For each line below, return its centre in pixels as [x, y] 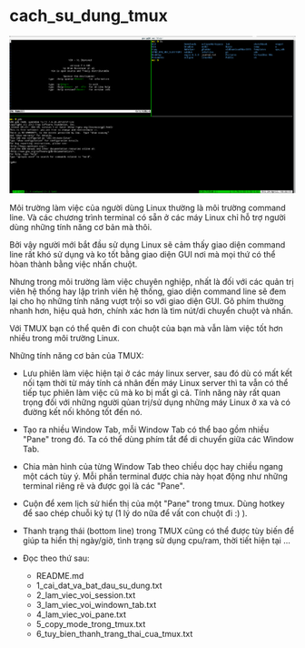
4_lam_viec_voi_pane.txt [81, 614]
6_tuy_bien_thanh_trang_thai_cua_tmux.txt [114, 634]
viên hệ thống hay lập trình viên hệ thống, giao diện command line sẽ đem [148, 291]
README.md [60, 576]
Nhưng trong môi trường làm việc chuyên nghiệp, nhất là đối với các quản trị [152, 282]
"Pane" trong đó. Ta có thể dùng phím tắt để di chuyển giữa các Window [158, 440]
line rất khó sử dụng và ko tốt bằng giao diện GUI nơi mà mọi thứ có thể [143, 255]
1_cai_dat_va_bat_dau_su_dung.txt [99, 586]
